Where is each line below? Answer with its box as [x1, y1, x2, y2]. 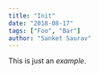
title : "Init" [8, 11, 56, 20]
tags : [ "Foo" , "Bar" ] [8, 26, 81, 34]
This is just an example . [8, 56, 87, 66]
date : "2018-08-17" [8, 19, 74, 27]
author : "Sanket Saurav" [8, 34, 92, 43]
